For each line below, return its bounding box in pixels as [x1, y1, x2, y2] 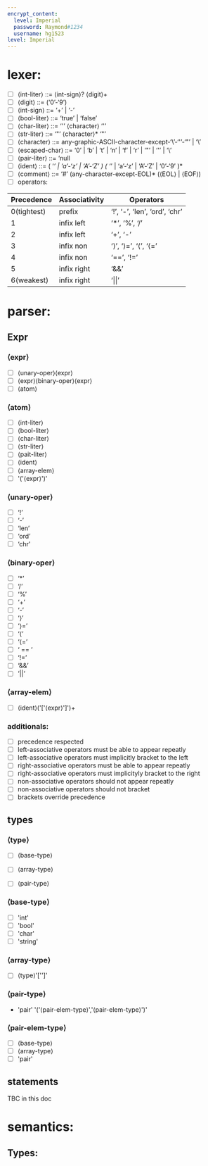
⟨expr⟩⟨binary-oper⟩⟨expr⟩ [17, 376, 93, 384]
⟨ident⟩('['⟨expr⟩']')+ [17, 703, 76, 712]
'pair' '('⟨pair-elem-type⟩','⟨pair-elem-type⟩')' [17, 1005, 148, 1014]
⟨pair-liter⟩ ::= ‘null [17, 153, 70, 162]
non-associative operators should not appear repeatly [17, 777, 174, 786]
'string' [17, 937, 39, 946]
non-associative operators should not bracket [17, 785, 150, 794]
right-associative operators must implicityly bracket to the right [17, 769, 200, 778]
